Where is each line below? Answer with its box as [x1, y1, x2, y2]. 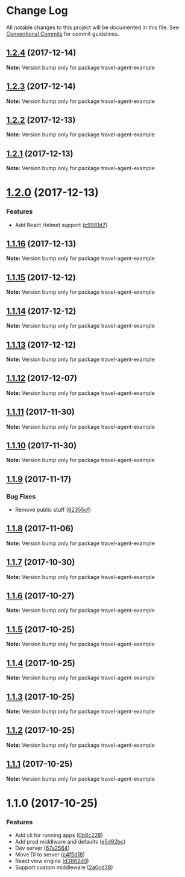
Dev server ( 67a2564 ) [14, 844, 71, 852]
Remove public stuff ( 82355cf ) [14, 506, 92, 514]
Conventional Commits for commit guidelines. [6, 30, 119, 37]
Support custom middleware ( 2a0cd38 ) [14, 864, 113, 871]
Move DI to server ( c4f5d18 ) [14, 851, 86, 858]
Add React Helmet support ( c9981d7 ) [14, 221, 108, 228]
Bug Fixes [6, 492, 36, 500]
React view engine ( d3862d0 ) [14, 858, 89, 865]
